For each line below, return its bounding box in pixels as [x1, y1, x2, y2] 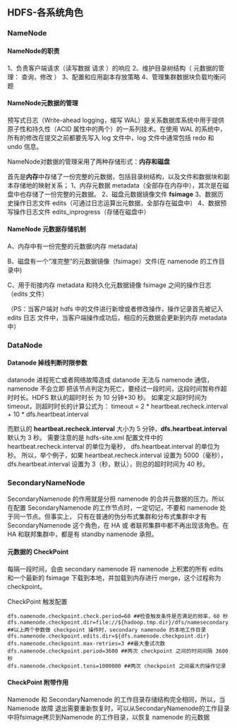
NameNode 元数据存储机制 [7, 225, 86, 233]
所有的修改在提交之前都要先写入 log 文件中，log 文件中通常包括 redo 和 [7, 133, 214, 142]
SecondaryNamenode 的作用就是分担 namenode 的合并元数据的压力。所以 [7, 495, 224, 503]
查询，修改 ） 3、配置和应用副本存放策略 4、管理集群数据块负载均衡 [20, 73, 220, 81]
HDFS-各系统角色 [7, 6, 83, 19]
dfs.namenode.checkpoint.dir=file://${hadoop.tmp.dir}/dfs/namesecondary [7, 619, 229, 626]
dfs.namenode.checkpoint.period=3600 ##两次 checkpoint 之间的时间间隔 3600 [7, 648, 229, 655]
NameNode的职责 [7, 47, 60, 55]
